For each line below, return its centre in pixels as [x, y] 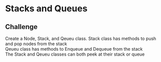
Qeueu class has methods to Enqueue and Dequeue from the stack [74, 49]
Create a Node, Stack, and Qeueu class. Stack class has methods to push [81, 38]
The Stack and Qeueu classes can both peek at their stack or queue [75, 54]
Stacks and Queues [46, 9]
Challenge [21, 27]
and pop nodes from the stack [36, 44]
